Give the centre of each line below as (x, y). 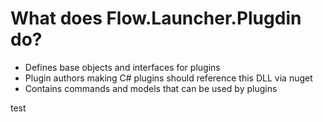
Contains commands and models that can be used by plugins (151, 88)
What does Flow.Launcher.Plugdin (156, 18)
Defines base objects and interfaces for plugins (122, 67)
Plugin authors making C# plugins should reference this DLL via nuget (168, 78)
